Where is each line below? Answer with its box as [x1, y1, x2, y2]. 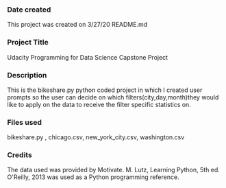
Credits [7, 150, 32, 160]
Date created [7, 5, 51, 14]
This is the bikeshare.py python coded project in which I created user [7, 86, 203, 94]
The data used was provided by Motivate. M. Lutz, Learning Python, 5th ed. [7, 166, 221, 174]
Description [7, 70, 47, 80]
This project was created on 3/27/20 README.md [7, 21, 148, 29]
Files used [7, 117, 42, 127]
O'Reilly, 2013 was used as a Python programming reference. [7, 173, 179, 181]
